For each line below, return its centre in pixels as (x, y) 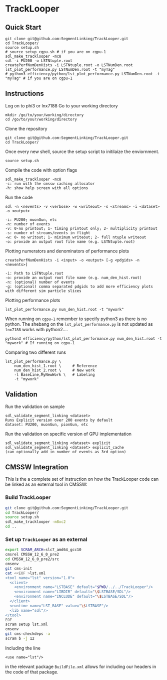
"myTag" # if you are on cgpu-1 (39, 78)
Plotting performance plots (33, 300)
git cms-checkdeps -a (28, 634)
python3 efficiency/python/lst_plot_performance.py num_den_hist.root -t (84, 338)
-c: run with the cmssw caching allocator (50, 184)
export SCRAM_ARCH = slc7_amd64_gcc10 (43, 550)
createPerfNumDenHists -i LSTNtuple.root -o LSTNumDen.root (69, 65)
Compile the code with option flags (41, 170)
